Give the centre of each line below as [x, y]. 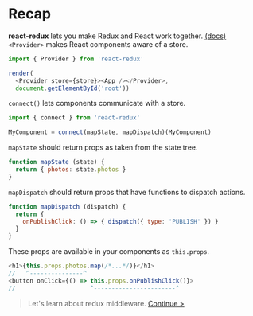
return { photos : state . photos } [71, 170]
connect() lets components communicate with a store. [97, 103]
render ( [21, 73]
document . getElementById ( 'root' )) [72, 88]
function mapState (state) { [56, 162]
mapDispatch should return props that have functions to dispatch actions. [127, 192]
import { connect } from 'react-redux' [74, 118]
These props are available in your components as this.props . [109, 252]
